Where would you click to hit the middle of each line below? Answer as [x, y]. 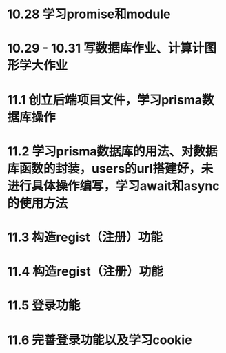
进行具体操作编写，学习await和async [113, 185]
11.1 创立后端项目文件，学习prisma [104, 100]
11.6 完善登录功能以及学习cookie [100, 340]
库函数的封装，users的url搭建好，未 [110, 168]
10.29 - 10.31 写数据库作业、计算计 [106, 48]
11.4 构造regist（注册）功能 [85, 272]
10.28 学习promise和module [89, 14]
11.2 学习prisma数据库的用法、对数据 [113, 151]
